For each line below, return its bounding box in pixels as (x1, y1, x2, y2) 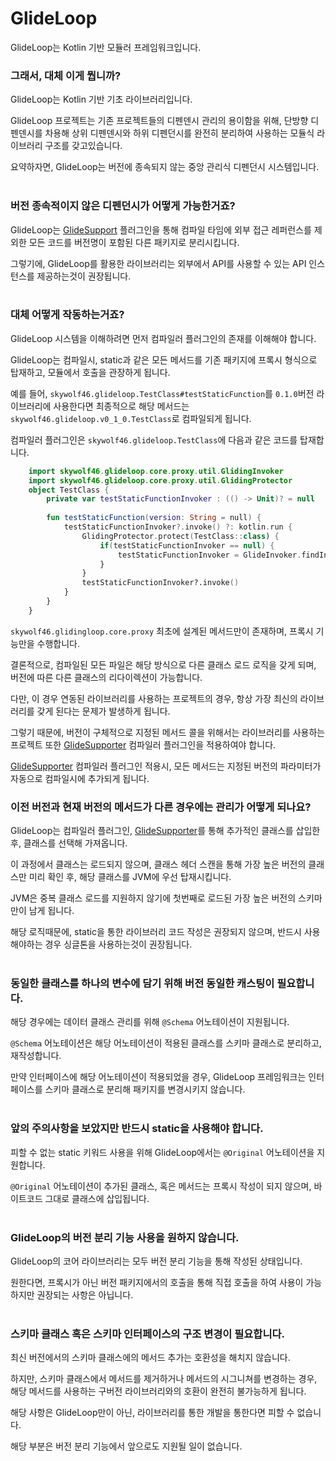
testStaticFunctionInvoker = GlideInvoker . (117, 550, 302, 560)
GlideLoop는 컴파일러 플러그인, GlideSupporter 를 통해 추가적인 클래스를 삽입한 (10, 825, 321, 837)
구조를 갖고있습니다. (44, 140, 123, 152)
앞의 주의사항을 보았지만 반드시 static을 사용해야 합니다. (10, 1122, 264, 1136)
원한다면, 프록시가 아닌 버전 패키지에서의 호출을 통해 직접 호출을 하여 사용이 (10, 1277, 304, 1289)
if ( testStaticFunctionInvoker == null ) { (99, 540, 275, 551)
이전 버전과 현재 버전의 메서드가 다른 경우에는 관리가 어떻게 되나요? (10, 800, 312, 814)
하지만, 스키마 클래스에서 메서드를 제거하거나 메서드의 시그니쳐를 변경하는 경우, (10, 1373, 318, 1385)
